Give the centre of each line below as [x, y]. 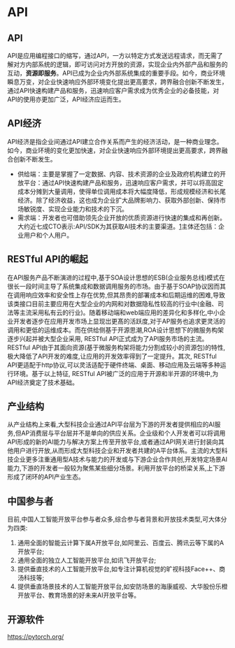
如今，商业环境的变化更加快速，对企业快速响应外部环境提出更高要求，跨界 [114, 150]
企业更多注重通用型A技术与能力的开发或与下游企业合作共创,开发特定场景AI [120, 459]
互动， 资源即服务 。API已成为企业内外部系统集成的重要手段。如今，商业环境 [116, 73]
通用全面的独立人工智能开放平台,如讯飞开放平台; [87, 561]
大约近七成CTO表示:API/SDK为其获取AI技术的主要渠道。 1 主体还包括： [118, 226]
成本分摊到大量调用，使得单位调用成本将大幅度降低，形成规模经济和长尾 [121, 191]
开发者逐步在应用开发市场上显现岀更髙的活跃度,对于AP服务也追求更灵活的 [119, 321]
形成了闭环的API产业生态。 [46, 477]
